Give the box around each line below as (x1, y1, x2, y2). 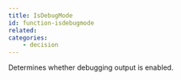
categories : (8, 33, 48, 42)
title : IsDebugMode (8, 11, 73, 20)
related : (8, 26, 37, 34)
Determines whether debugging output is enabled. (8, 63, 174, 72)
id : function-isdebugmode (8, 19, 94, 27)
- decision (22, 41, 59, 49)
